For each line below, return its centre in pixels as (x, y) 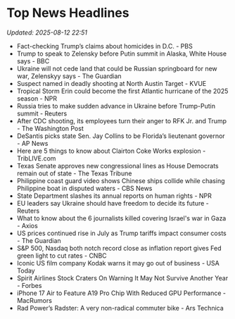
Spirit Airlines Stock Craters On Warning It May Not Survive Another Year (122, 278)
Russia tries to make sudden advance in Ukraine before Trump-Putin (116, 106)
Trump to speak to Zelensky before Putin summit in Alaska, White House (121, 54)
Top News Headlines (68, 13)
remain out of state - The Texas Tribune (74, 173)
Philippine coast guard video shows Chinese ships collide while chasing (121, 180)
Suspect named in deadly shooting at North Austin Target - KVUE (112, 83)
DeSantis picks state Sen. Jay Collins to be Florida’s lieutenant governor (121, 136)
